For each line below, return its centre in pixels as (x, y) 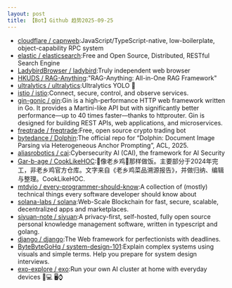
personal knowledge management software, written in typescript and (117, 224)
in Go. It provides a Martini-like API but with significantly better (108, 108)
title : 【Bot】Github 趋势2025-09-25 (60, 20)
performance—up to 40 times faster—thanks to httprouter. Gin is (111, 115)
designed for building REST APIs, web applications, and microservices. (120, 123)
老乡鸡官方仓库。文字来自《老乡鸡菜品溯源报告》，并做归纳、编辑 (130, 170)
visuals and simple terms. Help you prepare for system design (107, 253)
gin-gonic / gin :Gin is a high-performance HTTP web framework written (121, 100)
